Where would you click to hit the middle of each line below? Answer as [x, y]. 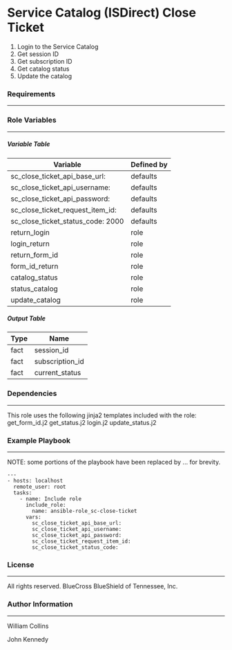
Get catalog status [43, 69]
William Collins [28, 626]
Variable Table [29, 144]
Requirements [31, 93]
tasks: [23, 493]
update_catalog [36, 300]
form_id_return [35, 266]
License [21, 564]
